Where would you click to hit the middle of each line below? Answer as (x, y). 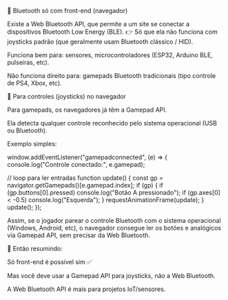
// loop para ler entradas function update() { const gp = (85, 178)
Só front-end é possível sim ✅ (50, 262)
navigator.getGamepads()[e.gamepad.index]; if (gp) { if (85, 185)
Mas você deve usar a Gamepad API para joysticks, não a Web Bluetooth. (111, 276)
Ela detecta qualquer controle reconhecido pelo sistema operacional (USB (112, 123)
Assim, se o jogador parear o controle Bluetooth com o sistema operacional (114, 220)
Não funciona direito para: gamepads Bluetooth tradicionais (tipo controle (112, 76)
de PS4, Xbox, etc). (34, 83)
